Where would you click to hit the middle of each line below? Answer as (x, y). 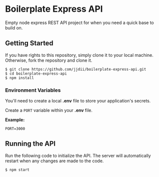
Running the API (30, 144)
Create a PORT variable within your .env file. (49, 110)
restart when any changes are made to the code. (55, 161)
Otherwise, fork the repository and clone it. (49, 60)
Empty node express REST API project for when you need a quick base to (79, 23)
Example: (15, 120)
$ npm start (17, 170)
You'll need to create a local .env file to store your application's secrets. (78, 101)
